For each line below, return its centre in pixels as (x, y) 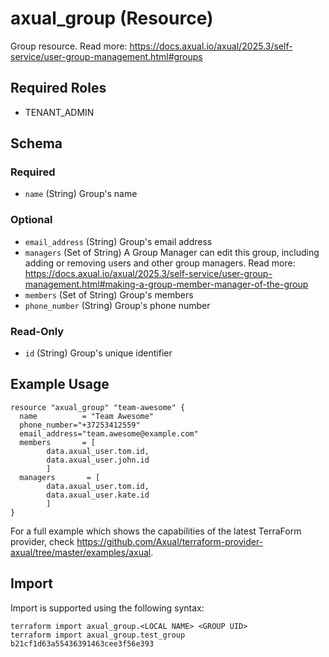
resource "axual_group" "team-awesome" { (98, 407)
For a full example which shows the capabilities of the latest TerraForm (156, 531)
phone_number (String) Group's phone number (117, 305)
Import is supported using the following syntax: (107, 608)
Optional (31, 220)
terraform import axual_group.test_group (98, 635)
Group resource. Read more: (69, 46)
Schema (36, 143)
